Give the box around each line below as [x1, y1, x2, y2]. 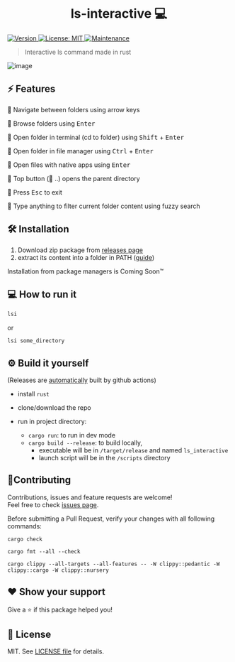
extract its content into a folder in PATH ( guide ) [17, 253, 155, 261]
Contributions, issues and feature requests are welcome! [7, 493, 173, 501]
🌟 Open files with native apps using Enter [7, 161, 131, 169]
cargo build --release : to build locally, [28, 438, 143, 447]
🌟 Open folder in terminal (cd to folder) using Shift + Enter [7, 133, 185, 141]
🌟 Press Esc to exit [7, 188, 62, 196]
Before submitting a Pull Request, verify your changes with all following [7, 514, 215, 523]
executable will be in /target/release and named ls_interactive [38, 445, 229, 455]
